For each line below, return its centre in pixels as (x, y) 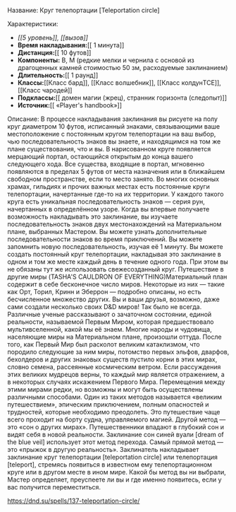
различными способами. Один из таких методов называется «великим (115, 397)
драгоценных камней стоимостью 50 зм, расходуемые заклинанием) (123, 68)
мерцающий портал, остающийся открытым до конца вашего (100, 156)
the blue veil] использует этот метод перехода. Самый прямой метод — (116, 442)
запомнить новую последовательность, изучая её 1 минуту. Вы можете (115, 246)
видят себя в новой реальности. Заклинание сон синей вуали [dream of (116, 435)
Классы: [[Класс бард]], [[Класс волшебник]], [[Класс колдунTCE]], (119, 83)
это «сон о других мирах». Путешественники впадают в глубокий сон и (116, 427)
